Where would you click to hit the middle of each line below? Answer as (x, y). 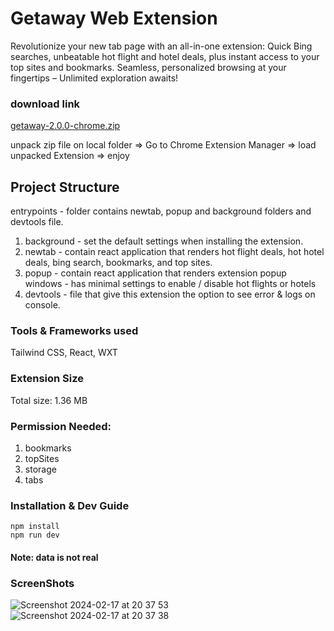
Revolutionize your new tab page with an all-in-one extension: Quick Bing (161, 46)
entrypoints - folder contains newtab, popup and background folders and (161, 211)
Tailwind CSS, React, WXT (64, 353)
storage (40, 469)
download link (45, 104)
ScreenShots (42, 583)
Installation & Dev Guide (70, 505)
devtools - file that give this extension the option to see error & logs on (170, 294)
